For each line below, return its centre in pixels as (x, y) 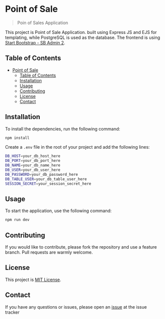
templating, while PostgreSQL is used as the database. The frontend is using (83, 37)
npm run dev (17, 220)
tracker (12, 312)
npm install (17, 138)
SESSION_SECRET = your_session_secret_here (48, 184)
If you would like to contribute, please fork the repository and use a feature (81, 247)
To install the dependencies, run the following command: (63, 128)
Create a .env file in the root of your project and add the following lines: (78, 147)
